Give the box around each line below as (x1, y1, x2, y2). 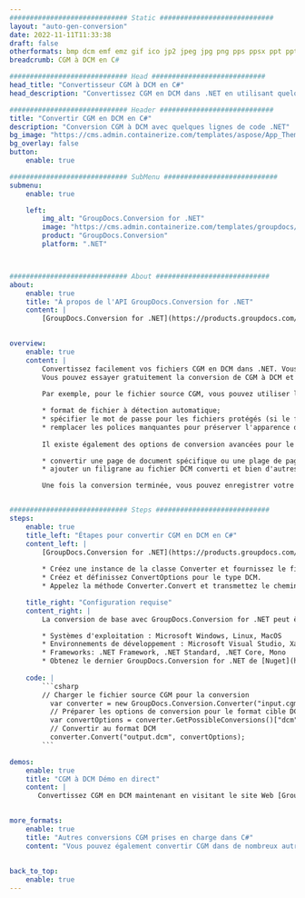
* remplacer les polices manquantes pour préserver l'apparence (42, 423, 290, 432)
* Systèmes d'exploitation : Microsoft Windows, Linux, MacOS (42, 631, 282, 641)
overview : (9, 339, 47, 348)
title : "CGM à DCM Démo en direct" (25, 774, 161, 783)
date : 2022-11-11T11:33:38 (9, 30, 112, 39)
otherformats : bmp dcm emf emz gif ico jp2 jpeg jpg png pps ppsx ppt (9, 47, 282, 56)
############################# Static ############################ (9, 13, 274, 23)
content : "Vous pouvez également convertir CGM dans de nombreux (25, 842, 279, 851)
